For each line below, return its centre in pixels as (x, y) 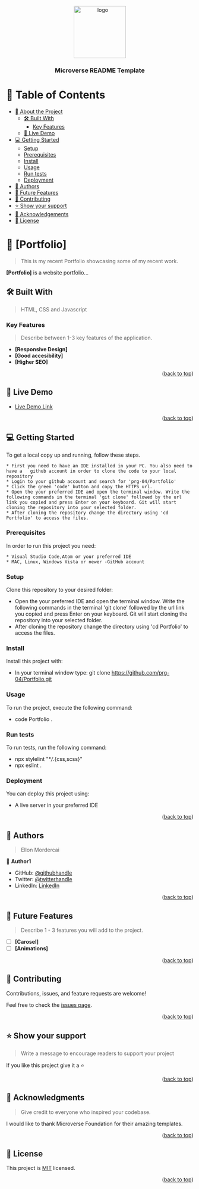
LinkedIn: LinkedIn (37, 886)
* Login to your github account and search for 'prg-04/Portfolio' (91, 481)
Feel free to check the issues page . (49, 1005)
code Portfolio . (34, 719)
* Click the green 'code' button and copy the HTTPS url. (79, 486)
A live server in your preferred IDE (56, 805)
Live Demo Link (34, 406)
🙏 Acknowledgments (45, 1098)
